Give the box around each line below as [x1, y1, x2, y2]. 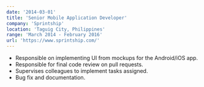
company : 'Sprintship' [6, 20, 64, 26]
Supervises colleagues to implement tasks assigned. [15, 67, 148, 74]
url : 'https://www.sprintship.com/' [6, 37, 100, 43]
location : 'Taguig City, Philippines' [6, 26, 105, 32]
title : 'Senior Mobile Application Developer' [6, 15, 127, 21]
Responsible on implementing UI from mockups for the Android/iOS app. [15, 55, 198, 61]
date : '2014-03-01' [6, 9, 56, 15]
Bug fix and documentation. [15, 74, 86, 81]
